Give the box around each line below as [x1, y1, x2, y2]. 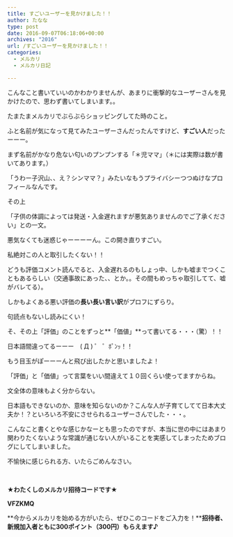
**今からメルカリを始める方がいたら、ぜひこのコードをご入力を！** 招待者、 [7, 513, 227, 522]
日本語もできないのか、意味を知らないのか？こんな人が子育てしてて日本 [7, 401, 214, 409]
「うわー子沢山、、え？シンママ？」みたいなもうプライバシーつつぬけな [7, 174, 211, 182]
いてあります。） [7, 158, 52, 167]
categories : [7, 50, 42, 56]
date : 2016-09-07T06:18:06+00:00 [7, 29, 104, 37]
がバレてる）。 [7, 282, 47, 291]
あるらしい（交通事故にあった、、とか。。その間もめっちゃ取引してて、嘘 [19, 273, 226, 282]
